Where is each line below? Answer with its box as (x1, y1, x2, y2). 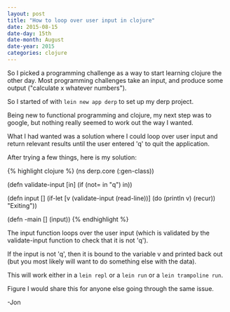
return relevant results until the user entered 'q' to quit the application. (7, 139, 210, 148)
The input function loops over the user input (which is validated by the (7, 228, 210, 237)
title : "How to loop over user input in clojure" (7, 17, 156, 24)
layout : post (7, 10, 46, 18)
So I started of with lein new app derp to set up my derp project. (7, 97, 194, 105)
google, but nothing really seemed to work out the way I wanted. (7, 118, 194, 126)
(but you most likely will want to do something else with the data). (7, 257, 197, 266)
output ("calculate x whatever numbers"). (7, 84, 127, 92)
